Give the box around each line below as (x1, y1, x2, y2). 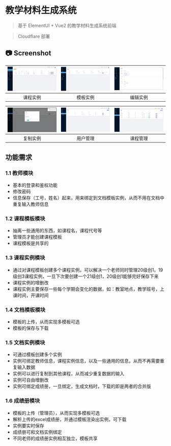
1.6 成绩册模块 (5, 397, 40, 404)
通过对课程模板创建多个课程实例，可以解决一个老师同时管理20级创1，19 (12, 266, 163, 273)
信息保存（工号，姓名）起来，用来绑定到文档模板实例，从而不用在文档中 (12, 195, 164, 201)
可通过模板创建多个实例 (12, 351, 62, 358)
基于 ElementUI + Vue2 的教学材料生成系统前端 (17, 22, 117, 28)
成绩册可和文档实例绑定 (12, 429, 62, 435)
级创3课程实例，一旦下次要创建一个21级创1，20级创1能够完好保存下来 (12, 273, 159, 279)
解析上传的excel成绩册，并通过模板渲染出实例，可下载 (12, 416, 127, 422)
